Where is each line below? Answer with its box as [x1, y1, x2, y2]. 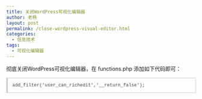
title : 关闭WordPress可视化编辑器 [6, 8, 85, 15]
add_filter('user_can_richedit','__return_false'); [12, 82, 145, 88]
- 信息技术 [11, 37, 35, 43]
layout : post [6, 20, 39, 26]
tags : [6, 43, 20, 49]
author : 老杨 [6, 14, 37, 20]
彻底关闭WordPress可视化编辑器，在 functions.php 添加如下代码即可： [6, 65, 182, 72]
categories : [6, 31, 36, 37]
